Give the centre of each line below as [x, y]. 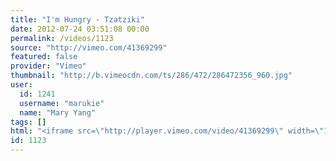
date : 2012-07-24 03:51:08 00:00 [80, 29]
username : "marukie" [62, 103]
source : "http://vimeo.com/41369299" [89, 47]
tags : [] [28, 122]
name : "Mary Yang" [58, 112]
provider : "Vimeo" [48, 66]
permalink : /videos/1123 [62, 38]
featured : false [44, 57]
